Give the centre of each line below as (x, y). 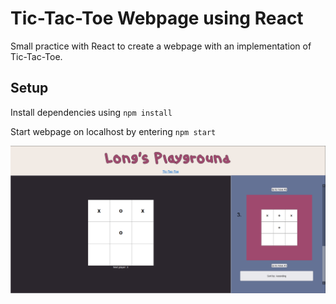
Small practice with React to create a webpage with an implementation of (161, 46)
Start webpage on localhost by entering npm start (113, 131)
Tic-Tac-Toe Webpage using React (157, 18)
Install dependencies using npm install (91, 112)
